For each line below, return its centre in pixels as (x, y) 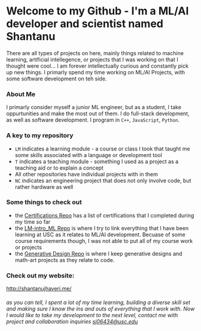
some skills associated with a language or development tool (89, 155)
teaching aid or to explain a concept (59, 168)
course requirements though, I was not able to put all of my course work (104, 240)
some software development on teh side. (57, 79)
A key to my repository (40, 136)
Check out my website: (40, 275)
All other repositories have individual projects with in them (86, 174)
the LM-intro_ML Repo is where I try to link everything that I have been (102, 228)
